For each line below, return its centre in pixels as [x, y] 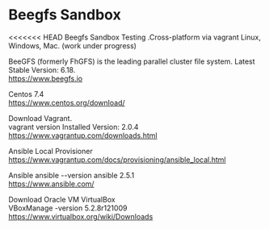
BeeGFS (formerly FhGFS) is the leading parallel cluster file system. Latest [132, 61]
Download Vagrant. [40, 118]
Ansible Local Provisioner [50, 151]
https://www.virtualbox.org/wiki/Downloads [81, 216]
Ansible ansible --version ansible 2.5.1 [71, 175]
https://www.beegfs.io [46, 78]
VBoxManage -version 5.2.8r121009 [68, 208]
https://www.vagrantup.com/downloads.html [83, 135]
